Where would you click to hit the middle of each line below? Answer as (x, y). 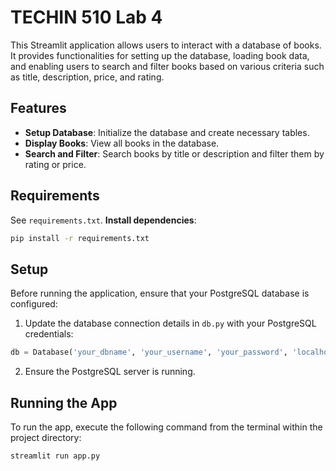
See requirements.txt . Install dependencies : (103, 220)
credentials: (49, 334)
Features (38, 108)
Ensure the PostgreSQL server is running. (110, 372)
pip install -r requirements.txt (80, 238)
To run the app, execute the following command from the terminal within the (166, 427)
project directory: (46, 437)
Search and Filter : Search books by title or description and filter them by (174, 153)
